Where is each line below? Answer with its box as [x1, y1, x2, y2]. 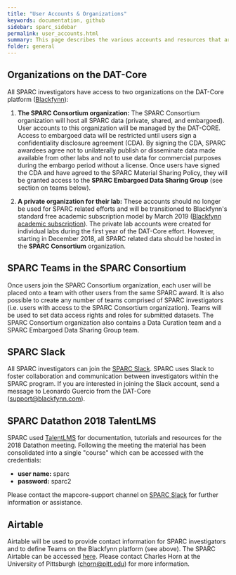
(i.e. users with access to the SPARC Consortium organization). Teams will [7, 303, 222, 311]
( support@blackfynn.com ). [7, 394, 86, 403]
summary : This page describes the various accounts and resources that [7, 37, 221, 44]
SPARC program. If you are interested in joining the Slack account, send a [7, 380, 220, 388]
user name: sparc [17, 470, 70, 478]
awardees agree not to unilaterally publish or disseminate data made [17, 146, 216, 155]
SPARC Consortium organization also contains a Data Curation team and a [7, 318, 221, 327]
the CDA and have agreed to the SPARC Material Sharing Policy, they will [17, 168, 228, 176]
